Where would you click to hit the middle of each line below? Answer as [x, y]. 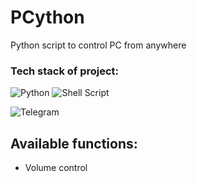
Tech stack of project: [65, 71]
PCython [47, 17]
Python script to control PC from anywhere [98, 45]
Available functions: [74, 143]
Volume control [56, 168]
